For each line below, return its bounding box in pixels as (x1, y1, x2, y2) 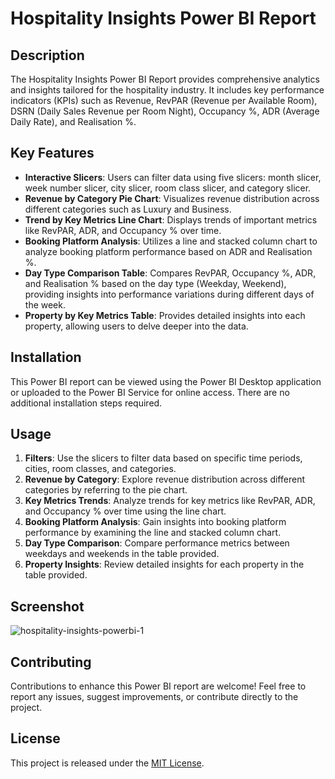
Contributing (10, 653, 92, 671)
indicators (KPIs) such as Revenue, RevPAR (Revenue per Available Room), (10, 95, 318, 106)
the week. (24, 298, 66, 311)
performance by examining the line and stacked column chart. (24, 527, 282, 539)
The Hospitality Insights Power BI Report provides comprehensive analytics (10, 73, 320, 85)
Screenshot (10, 598, 85, 615)
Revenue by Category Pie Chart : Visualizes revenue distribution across (24, 192, 320, 204)
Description (10, 47, 85, 64)
